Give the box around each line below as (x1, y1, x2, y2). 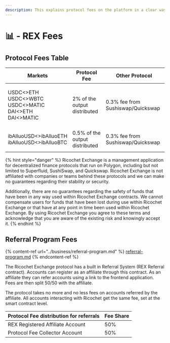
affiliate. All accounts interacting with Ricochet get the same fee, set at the (5, 295, 160, 301)
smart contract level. (5, 300, 48, 307)
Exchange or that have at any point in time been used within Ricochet (5, 204, 150, 210)
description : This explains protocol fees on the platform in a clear (5, 7, 157, 13)
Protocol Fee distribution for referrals (8, 313, 100, 320)
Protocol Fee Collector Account (8, 329, 82, 336)
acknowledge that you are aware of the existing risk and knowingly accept (5, 215, 160, 221)
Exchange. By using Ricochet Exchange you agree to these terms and (5, 210, 150, 216)
